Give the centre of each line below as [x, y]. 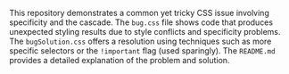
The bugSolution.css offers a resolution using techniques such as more [140, 41]
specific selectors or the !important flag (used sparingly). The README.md [142, 51]
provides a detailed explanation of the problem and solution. [120, 60]
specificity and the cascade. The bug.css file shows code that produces [141, 22]
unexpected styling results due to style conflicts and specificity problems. [145, 32]
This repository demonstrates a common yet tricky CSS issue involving [139, 13]
